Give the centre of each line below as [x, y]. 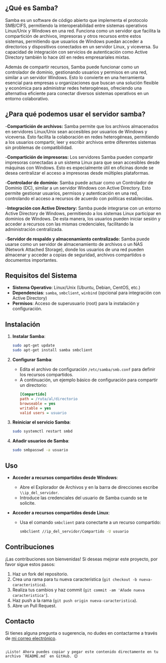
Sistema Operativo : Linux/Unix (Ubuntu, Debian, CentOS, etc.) [76, 288]
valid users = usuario [43, 413]
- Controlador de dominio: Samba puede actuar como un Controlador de [79, 182]
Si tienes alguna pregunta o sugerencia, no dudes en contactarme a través [81, 633]
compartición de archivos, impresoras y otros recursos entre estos [73, 36]
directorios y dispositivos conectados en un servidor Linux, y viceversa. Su [82, 46]
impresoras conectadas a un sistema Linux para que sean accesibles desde [83, 162]
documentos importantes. [31, 260]
